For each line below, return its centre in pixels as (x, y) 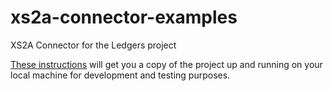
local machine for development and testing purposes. (120, 75)
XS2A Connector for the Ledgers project (93, 45)
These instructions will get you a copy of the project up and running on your (166, 64)
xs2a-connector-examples (124, 17)
